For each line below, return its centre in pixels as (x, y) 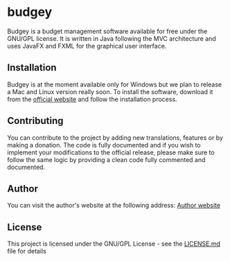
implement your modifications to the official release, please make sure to (111, 152)
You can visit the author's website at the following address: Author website (114, 206)
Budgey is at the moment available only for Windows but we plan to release (115, 84)
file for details (27, 251)
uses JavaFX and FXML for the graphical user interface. (87, 46)
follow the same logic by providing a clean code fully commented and (106, 159)
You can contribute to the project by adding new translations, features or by (115, 137)
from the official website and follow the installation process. (92, 99)
